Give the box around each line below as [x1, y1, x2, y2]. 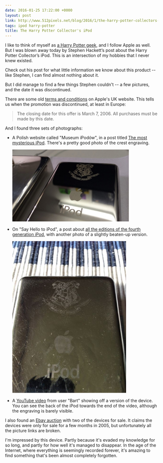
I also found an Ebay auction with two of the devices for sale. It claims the [5, 417, 152, 423]
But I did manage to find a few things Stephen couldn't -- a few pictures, [5, 82, 150, 87]
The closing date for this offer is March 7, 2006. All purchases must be [16, 111, 158, 116]
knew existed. [5, 58, 33, 64]
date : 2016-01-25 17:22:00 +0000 [5, 8, 73, 13]
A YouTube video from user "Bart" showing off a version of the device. [12, 397, 153, 403]
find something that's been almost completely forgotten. [5, 452, 117, 458]
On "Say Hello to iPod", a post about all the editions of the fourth [12, 226, 141, 232]
